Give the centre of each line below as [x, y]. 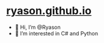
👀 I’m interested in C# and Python [57, 33]
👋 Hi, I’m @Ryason [38, 27]
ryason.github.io [49, 11]
